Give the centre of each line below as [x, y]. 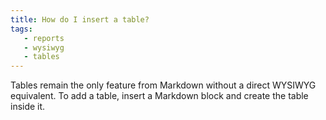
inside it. [28, 107]
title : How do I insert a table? [80, 19]
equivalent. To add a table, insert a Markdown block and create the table [159, 96]
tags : [21, 29]
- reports [44, 38]
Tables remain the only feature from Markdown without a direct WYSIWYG [163, 85]
